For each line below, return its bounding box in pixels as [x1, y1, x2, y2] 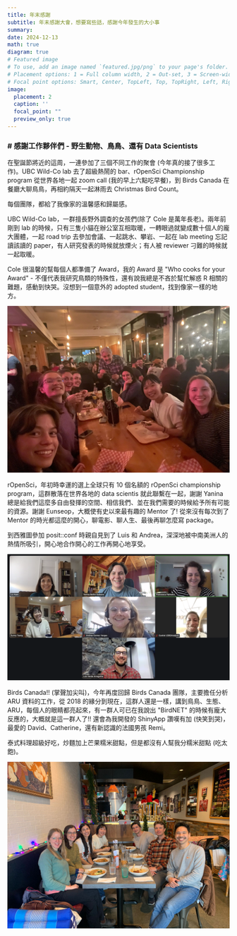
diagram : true [7, 49, 49, 56]
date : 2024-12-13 [7, 34, 59, 41]
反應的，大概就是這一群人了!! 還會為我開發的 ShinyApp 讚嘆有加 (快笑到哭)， [7, 715, 229, 723]
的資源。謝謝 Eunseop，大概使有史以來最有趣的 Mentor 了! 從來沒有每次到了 [7, 507, 229, 516]
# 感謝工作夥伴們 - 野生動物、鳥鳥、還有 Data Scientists [7, 141, 198, 151]
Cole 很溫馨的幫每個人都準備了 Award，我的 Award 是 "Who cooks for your [7, 265, 226, 274]
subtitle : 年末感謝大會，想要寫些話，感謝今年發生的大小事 [7, 18, 160, 26]
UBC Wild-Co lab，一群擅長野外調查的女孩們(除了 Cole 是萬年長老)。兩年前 [7, 215, 226, 224]
